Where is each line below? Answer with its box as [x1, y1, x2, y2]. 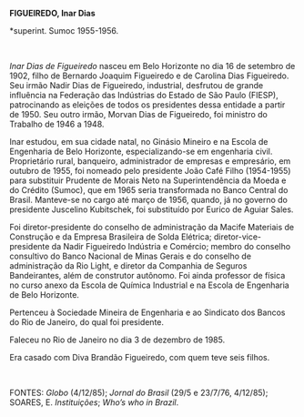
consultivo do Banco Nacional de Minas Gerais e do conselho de [9, 250, 252, 261]
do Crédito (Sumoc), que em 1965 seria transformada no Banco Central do [9, 185, 289, 195]
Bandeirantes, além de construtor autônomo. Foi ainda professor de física [9, 270, 286, 280]
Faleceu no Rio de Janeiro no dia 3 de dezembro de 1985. [9, 334, 226, 345]
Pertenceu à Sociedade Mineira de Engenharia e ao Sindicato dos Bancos [9, 307, 286, 318]
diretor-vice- [213, 231, 262, 242]
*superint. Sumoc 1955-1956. [9, 25, 119, 36]
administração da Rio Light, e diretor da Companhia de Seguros [9, 260, 248, 271]
